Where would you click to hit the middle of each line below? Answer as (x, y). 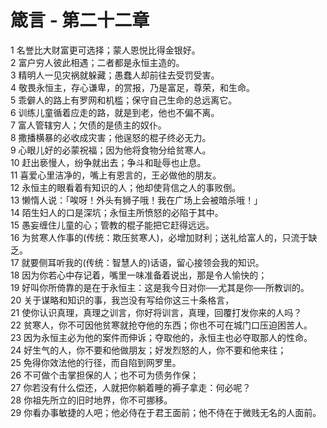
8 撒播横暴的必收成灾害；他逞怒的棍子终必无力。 (111, 137)
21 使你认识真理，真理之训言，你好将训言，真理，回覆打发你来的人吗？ (156, 312)
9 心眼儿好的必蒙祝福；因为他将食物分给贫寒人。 (111, 150)
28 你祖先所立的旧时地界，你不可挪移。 (91, 400)
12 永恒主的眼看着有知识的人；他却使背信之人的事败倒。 (126, 187)
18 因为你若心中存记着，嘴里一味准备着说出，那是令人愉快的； (139, 275)
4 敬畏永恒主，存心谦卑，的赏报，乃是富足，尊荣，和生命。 (132, 87)
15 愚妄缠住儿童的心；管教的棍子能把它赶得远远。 (112, 225)
